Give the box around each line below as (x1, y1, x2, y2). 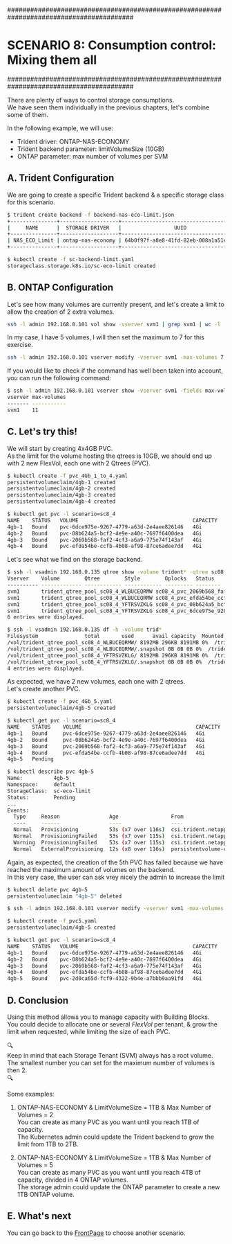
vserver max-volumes (7, 394, 67, 401)
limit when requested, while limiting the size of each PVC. (7, 1027, 171, 1036)
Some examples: (7, 1090, 55, 1098)
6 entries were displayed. (7, 614, 85, 621)
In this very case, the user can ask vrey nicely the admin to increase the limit (7, 873, 225, 881)
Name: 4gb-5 (7, 775, 70, 782)
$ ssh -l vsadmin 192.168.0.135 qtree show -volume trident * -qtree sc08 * (7, 569, 227, 576)
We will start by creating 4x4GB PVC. (7, 444, 113, 452)
